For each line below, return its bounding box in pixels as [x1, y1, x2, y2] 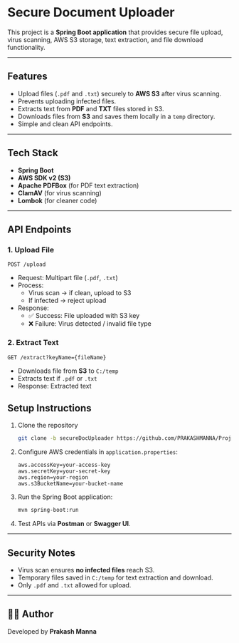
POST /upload [7, 261, 46, 268]
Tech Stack [7, 147, 58, 159]
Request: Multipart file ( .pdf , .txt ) [17, 274, 119, 282]
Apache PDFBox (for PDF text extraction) [17, 181, 139, 190]
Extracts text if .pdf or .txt [17, 374, 97, 382]
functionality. [7, 43, 46, 51]
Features [7, 71, 48, 83]
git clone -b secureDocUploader [17, 435, 114, 442]
